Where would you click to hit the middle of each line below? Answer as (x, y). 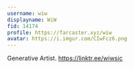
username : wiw (27, 13)
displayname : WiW (32, 20)
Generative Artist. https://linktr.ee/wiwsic (65, 58)
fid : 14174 (23, 26)
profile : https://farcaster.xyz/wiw (59, 32)
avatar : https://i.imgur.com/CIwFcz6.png (67, 39)
